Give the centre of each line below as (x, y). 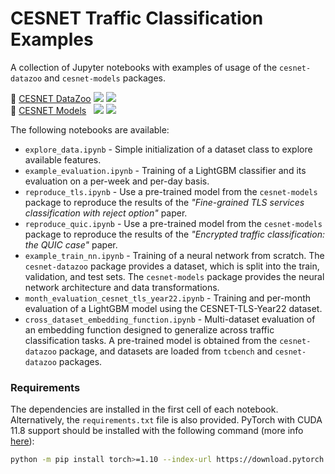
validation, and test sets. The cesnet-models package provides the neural (174, 276)
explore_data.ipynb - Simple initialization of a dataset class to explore (168, 149)
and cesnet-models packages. (105, 78)
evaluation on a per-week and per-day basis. (117, 181)
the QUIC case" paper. (71, 244)
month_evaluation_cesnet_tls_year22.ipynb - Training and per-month (168, 298)
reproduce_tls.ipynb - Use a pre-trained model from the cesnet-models (171, 191)
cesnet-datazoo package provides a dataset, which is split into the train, (172, 266)
